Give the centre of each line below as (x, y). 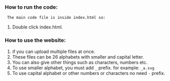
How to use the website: (35, 40)
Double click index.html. (38, 27)
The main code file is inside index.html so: (56, 18)
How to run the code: (31, 7)
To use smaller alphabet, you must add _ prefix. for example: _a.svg (83, 68)
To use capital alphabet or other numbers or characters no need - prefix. (89, 73)
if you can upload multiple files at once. (54, 51)
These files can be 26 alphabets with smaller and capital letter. (78, 57)
